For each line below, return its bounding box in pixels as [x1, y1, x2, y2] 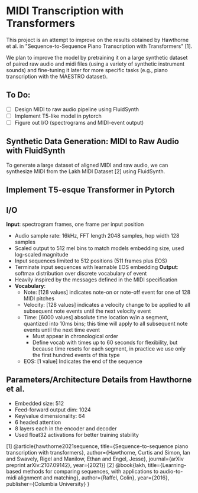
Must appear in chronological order [32, 332, 119, 339]
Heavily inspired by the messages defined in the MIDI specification [14, 276, 178, 283]
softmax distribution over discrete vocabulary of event [14, 270, 147, 277]
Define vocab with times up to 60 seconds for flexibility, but [32, 339, 178, 346]
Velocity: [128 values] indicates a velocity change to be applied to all [23, 301, 190, 308]
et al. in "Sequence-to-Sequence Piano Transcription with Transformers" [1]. [6, 43, 193, 50]
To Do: [6, 90, 31, 100]
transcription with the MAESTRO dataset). [6, 73, 108, 80]
